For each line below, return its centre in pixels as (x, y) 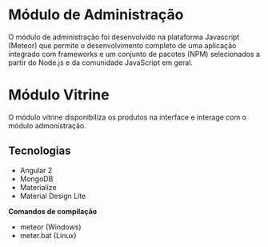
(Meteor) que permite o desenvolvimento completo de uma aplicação (122, 45)
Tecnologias (40, 151)
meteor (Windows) (50, 227)
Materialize (38, 187)
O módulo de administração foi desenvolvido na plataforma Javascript (124, 37)
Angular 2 (36, 170)
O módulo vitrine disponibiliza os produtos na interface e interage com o (127, 117)
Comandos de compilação (53, 211)
